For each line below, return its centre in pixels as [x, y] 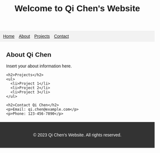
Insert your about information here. [39, 66]
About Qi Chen [29, 54]
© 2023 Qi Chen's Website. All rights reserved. [77, 135]
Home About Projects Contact [36, 36]
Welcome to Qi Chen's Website [77, 9]
